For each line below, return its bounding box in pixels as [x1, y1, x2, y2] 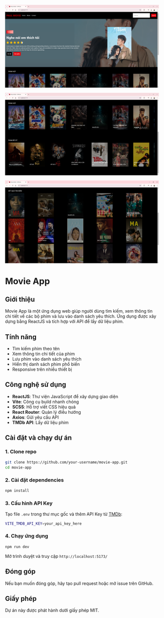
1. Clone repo [5, 448, 37, 455]
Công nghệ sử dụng [5, 381, 66, 389]
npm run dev [5, 544, 29, 549]
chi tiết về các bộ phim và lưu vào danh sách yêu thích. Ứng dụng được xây [5, 313, 156, 320]
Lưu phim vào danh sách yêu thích [12, 356, 82, 362]
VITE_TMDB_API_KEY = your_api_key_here [5, 521, 82, 526]
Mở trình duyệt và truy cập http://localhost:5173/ [5, 553, 108, 559]
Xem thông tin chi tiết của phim [12, 351, 75, 357]
